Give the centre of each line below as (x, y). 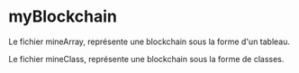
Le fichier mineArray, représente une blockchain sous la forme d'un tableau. (149, 41)
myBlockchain (63, 17)
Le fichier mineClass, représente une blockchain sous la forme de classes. (146, 59)
